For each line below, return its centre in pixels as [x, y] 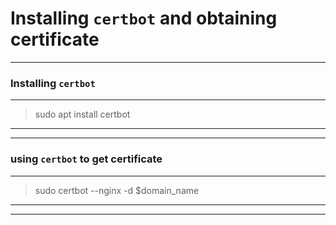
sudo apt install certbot [82, 114]
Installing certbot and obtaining [144, 18]
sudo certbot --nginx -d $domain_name [117, 190]
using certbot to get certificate [86, 159]
